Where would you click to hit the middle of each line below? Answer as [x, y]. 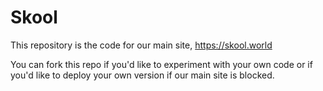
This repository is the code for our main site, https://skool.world [141, 45]
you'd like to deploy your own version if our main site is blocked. [142, 75]
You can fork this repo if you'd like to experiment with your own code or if [161, 64]
